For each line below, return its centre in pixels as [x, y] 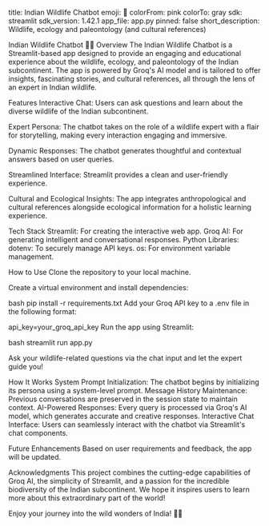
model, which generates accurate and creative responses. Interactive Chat [131, 416]
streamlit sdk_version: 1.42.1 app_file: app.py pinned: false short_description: [134, 21]
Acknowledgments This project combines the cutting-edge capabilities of [129, 472]
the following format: [43, 311]
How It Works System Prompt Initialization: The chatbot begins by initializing [134, 382]
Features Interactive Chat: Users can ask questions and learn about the [126, 103]
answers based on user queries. [61, 159]
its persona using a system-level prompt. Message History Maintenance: [128, 391]
